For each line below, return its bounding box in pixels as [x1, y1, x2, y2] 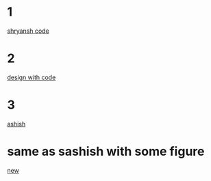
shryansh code [7, 27, 49, 35]
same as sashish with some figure [7, 144, 205, 159]
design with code [7, 73, 56, 81]
